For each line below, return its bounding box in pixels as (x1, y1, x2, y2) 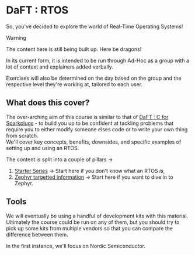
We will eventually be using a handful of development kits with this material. (6, 212, 189, 219)
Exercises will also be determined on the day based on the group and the (6, 74, 182, 81)
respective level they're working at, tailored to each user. (6, 80, 143, 88)
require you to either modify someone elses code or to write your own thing (6, 125, 188, 132)
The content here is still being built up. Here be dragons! (6, 45, 142, 53)
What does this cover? (6, 98, 90, 108)
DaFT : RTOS (6, 4, 69, 17)
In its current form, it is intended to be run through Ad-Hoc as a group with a (6, 57, 190, 64)
